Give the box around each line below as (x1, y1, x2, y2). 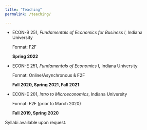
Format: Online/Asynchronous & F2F (12, 72, 85, 78)
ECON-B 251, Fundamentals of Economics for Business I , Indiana (12, 29, 143, 35)
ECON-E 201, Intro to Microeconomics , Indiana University (12, 91, 128, 97)
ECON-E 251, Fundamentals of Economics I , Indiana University (12, 63, 138, 69)
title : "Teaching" (5, 7, 42, 12)
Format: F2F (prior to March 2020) (12, 100, 81, 106)
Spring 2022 (12, 53, 38, 59)
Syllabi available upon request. (5, 119, 67, 125)
